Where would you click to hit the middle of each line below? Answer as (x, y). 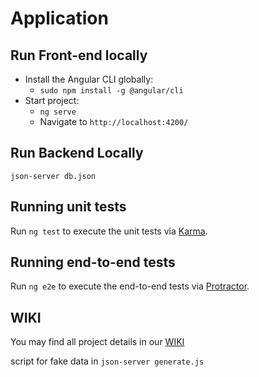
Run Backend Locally (77, 153)
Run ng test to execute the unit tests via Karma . (109, 231)
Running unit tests (68, 207)
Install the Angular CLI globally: (89, 79)
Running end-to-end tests (93, 262)
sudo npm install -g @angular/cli (111, 91)
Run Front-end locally (79, 55)
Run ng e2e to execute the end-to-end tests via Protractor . (130, 286)
